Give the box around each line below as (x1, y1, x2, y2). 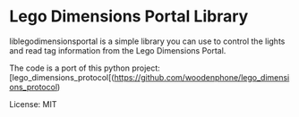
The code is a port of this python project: (9, 63, 161, 73)
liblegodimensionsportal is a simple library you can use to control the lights (9, 36, 286, 46)
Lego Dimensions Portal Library (9, 6, 249, 27)
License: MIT (9, 98, 57, 109)
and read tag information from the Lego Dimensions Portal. (9, 45, 226, 55)
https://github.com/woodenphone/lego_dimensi (114, 71, 290, 82)
